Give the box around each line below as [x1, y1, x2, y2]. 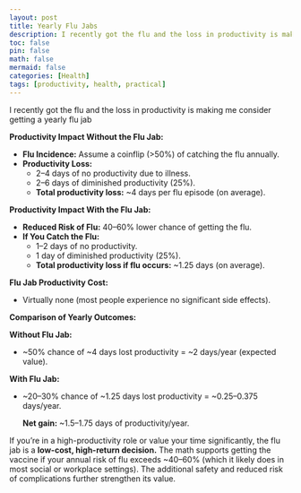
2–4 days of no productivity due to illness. [35, 168, 191, 178]
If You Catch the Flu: [21, 230, 100, 242]
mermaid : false [9, 64, 66, 73]
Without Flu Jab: [9, 329, 73, 340]
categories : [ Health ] [9, 72, 90, 81]
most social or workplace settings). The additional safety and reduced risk [9, 463, 284, 474]
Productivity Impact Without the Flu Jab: [9, 131, 164, 142]
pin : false [9, 47, 50, 56]
